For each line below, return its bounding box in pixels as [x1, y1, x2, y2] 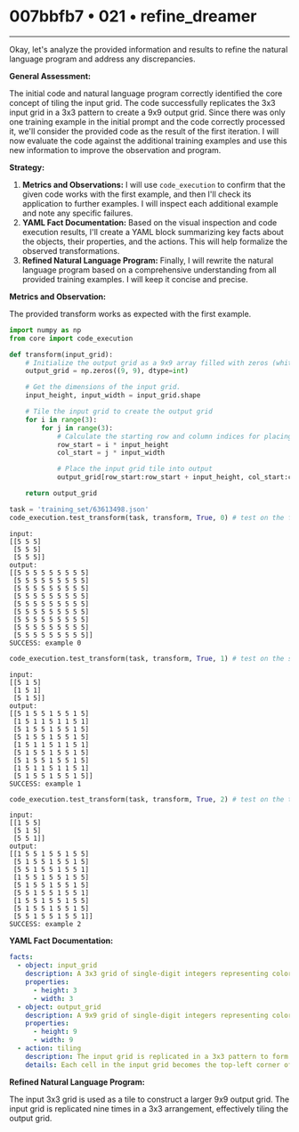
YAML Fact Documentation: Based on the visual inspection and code [21, 216, 278, 228]
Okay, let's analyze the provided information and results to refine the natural [9, 44, 288, 54]
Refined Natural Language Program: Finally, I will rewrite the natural [21, 255, 274, 265]
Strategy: [9, 162, 45, 173]
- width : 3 [32, 994, 74, 1003]
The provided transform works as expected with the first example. [9, 308, 252, 319]
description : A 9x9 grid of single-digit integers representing [25, 1011, 269, 1020]
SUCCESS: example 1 [9, 779, 82, 788]
